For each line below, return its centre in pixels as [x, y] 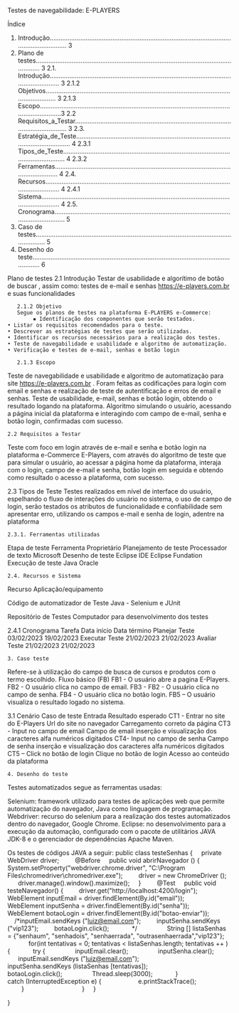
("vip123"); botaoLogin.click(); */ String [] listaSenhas [117, 928]
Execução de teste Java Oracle [53, 563]
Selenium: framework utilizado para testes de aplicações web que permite [116, 801]
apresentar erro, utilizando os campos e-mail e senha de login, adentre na [116, 514]
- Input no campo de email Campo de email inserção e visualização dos [112, 731]
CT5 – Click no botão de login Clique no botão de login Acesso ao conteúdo [118, 754]
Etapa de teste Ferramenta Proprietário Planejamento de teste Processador [117, 548]
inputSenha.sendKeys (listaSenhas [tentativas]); [78, 966]
